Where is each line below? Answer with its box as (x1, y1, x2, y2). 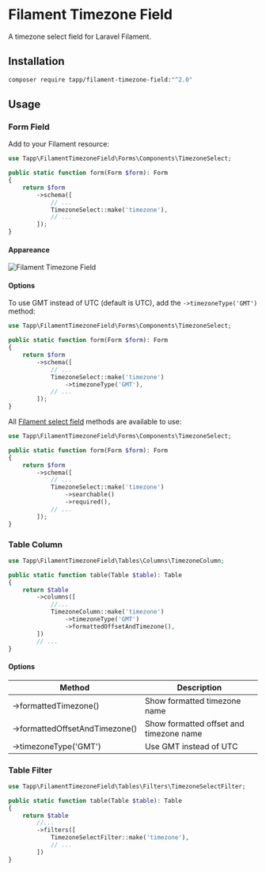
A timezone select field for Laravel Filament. (8, 32, 152, 41)
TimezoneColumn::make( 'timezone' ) (50, 608, 165, 616)
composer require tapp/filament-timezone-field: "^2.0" (8, 75, 193, 84)
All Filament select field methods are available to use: (8, 417, 182, 427)
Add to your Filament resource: (8, 139, 109, 149)
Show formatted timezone (145, 695, 241, 706)
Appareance (8, 245, 50, 254)
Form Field (8, 121, 50, 132)
